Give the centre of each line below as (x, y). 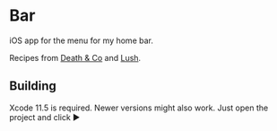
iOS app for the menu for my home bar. (82, 40)
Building (33, 86)
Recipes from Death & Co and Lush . (75, 57)
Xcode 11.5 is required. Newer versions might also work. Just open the (139, 108)
